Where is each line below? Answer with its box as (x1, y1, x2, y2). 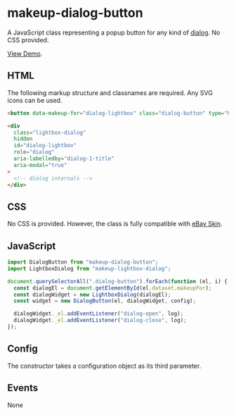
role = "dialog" (13, 149, 55, 156)
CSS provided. (7, 35, 49, 44)
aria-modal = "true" (13, 161, 68, 168)
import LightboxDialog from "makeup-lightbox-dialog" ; (7, 265, 171, 272)
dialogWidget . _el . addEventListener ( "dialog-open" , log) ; (13, 310, 184, 318)
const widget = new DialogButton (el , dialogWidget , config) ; (13, 297, 197, 304)
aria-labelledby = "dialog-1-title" (13, 155, 114, 162)
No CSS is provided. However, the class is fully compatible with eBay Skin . (7, 220, 223, 228)
